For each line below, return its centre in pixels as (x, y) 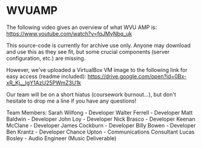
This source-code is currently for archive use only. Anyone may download (98, 45)
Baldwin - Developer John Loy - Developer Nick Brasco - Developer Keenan (101, 119)
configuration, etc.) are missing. (46, 58)
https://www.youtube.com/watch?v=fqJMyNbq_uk (69, 33)
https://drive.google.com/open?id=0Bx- (137, 76)
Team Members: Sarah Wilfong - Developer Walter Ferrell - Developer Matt (99, 112)
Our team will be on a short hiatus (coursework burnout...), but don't (91, 94)
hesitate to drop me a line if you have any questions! (71, 101)
